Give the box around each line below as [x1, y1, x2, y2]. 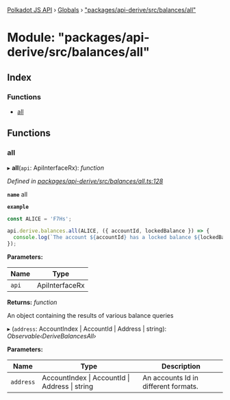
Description [162, 362, 201, 371]
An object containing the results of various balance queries [7, 312, 174, 320]
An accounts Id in [142, 373, 199, 383]
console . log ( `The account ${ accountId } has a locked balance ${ [13, 234, 201, 241]
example [7, 203, 29, 210]
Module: [7, 30, 55, 45]
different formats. [142, 382, 199, 391]
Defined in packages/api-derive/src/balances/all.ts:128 [7, 177, 164, 185]
